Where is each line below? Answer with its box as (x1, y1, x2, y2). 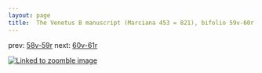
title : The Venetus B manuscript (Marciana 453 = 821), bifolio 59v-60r (8, 19, 255, 27)
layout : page (8, 11, 51, 20)
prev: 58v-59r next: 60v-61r (8, 40, 98, 49)
